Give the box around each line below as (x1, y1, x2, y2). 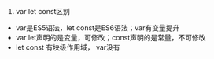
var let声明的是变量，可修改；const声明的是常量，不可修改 (15, 33, 206, 42)
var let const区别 (15, 7, 71, 16)
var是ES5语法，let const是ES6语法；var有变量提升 (15, 23, 180, 33)
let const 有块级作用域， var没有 (15, 43, 120, 52)
